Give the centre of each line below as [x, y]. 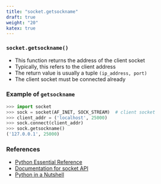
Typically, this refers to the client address [65, 66]
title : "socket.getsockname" [42, 12]
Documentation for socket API [51, 169]
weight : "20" [22, 22]
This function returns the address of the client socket [80, 60]
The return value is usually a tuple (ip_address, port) [81, 73]
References [23, 150]
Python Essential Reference [48, 162]
